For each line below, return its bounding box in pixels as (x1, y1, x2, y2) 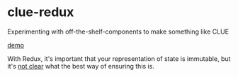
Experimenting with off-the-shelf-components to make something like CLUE (7, 27, 229, 36)
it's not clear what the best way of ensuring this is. (7, 62, 154, 70)
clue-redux (7, 4, 74, 20)
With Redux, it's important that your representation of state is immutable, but (7, 54, 231, 63)
